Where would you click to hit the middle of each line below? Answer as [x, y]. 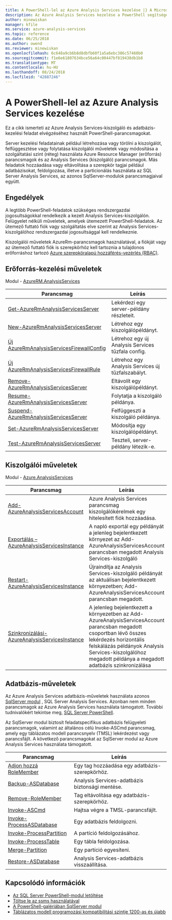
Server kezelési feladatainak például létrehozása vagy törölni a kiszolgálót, [84, 143]
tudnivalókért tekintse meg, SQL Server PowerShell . [60, 713]
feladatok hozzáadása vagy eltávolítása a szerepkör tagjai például [75, 165]
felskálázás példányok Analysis [126, 646]
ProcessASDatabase [33, 825]
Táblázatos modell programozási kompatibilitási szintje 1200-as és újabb [89, 912]
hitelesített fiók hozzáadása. [123, 518]
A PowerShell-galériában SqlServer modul [57, 906]
